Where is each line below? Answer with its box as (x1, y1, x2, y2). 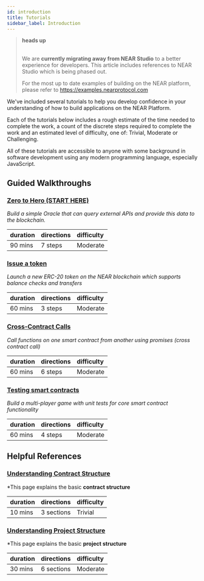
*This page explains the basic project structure (7, 540, 127, 547)
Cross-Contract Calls (7, 323, 71, 331)
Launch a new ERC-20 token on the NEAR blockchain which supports (7, 273, 181, 280)
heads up (21, 37, 46, 44)
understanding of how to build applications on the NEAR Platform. (7, 105, 171, 112)
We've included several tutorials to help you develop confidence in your (7, 98, 186, 105)
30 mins (10, 565, 33, 573)
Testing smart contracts (7, 385, 80, 394)
